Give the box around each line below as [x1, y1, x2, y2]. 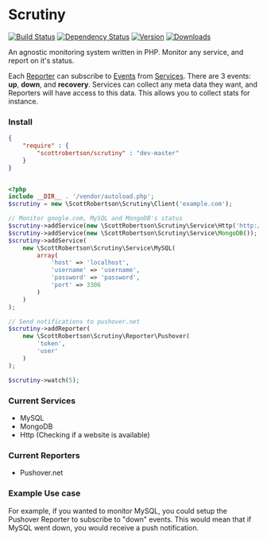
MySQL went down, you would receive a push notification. [8, 523, 199, 532]
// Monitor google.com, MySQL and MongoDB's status [8, 215, 183, 223]
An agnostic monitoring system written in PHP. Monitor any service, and [8, 47, 244, 56]
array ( [37, 251, 59, 259]
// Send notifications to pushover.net [8, 317, 141, 325]
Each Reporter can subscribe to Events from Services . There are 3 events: [8, 71, 252, 80]
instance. [8, 96, 39, 106]
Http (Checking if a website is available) [19, 429, 151, 439]
